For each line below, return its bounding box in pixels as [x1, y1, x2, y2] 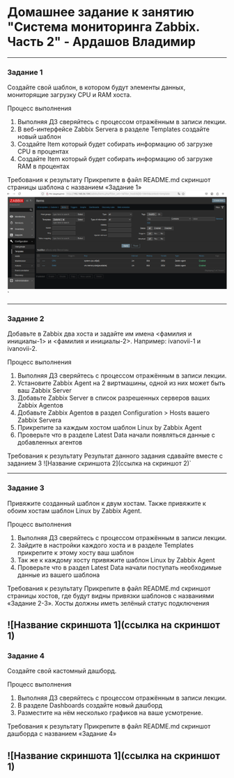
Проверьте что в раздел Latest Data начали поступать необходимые [17, 563, 222, 571]
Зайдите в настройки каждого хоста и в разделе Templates [17, 541, 194, 549]
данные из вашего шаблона [17, 570, 100, 579]
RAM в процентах [17, 162, 70, 171]
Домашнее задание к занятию [7, 4, 195, 20]
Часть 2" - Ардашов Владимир [7, 34, 196, 50]
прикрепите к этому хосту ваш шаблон [17, 548, 134, 557]
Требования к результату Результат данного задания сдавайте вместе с [7, 451, 223, 461]
